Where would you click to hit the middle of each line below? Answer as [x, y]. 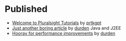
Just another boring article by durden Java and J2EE [67, 28]
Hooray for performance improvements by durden [64, 33]
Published [26, 9]
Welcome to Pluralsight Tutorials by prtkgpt [56, 23]
